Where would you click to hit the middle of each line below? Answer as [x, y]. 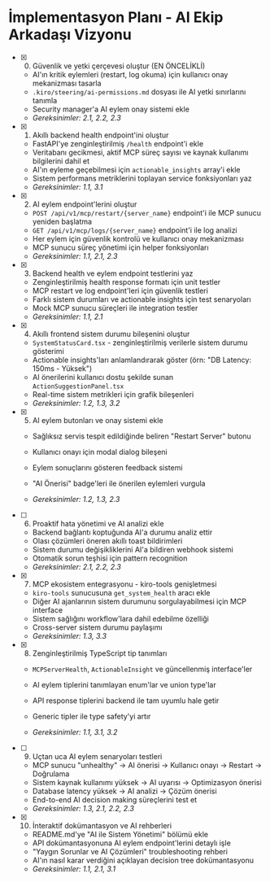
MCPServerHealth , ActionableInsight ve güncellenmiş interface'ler [142, 669]
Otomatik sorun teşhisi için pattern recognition [110, 558]
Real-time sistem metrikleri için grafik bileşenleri [113, 394]
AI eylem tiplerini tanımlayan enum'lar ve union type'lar [124, 684]
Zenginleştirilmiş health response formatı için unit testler [126, 282]
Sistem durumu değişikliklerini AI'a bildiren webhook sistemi [133, 549]
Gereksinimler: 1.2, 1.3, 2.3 [76, 499]
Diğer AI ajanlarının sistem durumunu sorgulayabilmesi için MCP [139, 601]
